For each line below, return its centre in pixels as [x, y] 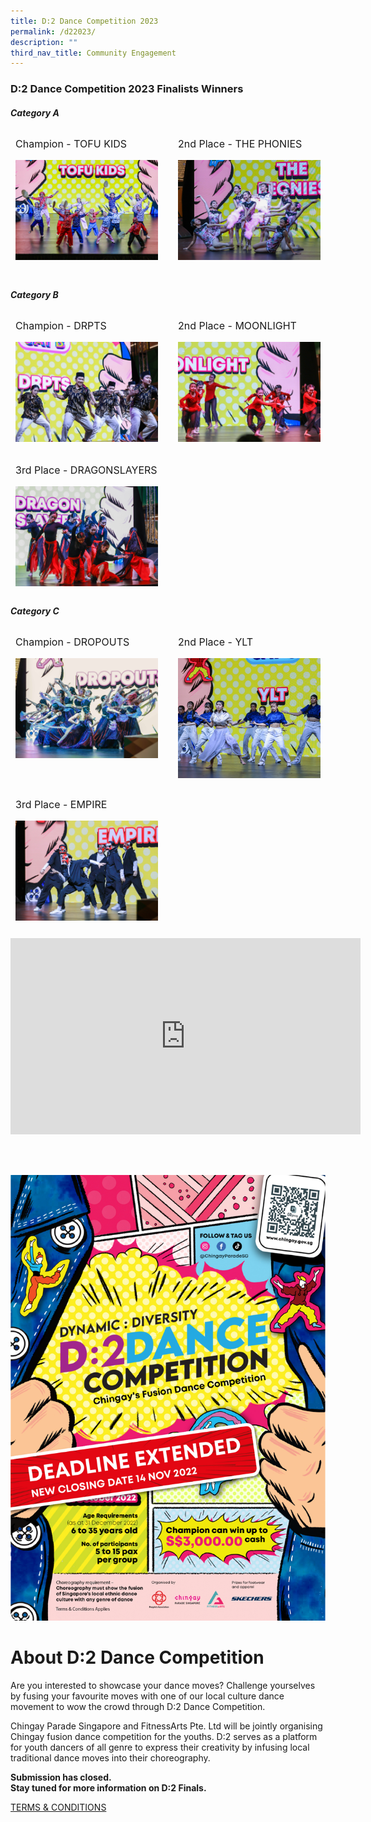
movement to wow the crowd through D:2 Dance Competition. [138, 1706]
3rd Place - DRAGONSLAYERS [86, 470]
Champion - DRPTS [61, 326]
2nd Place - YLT [216, 642]
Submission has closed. [61, 1777]
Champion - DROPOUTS [72, 642]
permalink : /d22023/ [53, 31]
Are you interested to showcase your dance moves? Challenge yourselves [163, 1685]
